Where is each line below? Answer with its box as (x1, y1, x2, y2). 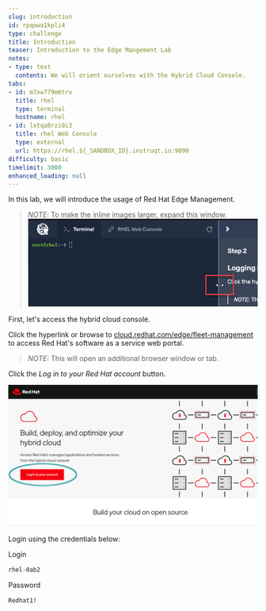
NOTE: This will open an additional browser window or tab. (27, 353, 219, 363)
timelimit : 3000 (8, 163, 62, 171)
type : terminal (15, 105, 66, 113)
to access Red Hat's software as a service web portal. (8, 338, 184, 348)
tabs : (8, 79, 26, 87)
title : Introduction (8, 38, 77, 46)
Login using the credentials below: (8, 534, 120, 544)
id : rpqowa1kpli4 (8, 21, 66, 29)
